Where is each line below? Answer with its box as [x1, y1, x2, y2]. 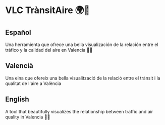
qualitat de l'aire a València [5, 80, 62, 87]
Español [5, 28, 31, 36]
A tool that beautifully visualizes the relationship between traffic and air [5, 108, 153, 114]
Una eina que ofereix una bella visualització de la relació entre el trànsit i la [5, 75, 160, 81]
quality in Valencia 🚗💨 [5, 114, 50, 120]
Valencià [5, 62, 34, 70]
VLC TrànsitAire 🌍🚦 [5, 5, 90, 16]
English [5, 95, 29, 104]
